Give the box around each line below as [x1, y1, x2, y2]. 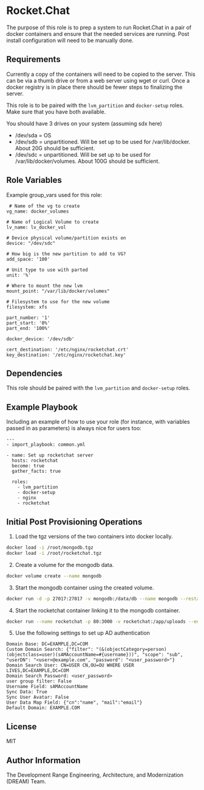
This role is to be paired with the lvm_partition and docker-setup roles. [6, 101, 184, 109]
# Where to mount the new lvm [6, 283, 83, 289]
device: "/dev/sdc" [6, 240, 56, 246]
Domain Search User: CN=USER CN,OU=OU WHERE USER [6, 662, 135, 668]
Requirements [6, 54, 61, 64]
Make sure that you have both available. [6, 108, 106, 115]
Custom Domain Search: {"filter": [6, 647, 94, 653]
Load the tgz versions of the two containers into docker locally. [15, 533, 173, 540]
